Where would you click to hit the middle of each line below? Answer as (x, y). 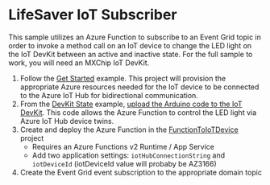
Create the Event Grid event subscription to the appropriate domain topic (141, 172)
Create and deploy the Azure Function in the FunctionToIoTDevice (129, 129)
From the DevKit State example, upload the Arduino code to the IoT (131, 104)
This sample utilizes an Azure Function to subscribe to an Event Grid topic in (135, 37)
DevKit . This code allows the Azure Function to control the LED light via (138, 112)
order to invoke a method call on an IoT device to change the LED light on (130, 45)
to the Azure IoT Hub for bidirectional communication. (109, 95)
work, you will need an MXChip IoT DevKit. (79, 63)
